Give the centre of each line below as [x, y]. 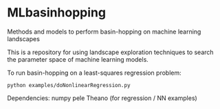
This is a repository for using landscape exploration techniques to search [111, 52]
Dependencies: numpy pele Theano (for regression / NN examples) [102, 98]
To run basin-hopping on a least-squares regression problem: [95, 73]
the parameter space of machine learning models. [78, 59]
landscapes [23, 38]
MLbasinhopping [57, 13]
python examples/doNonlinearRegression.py [69, 85]
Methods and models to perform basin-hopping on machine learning [104, 32]
